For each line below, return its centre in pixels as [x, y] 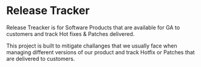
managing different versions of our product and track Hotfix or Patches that [101, 52]
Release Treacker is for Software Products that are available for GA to [93, 27]
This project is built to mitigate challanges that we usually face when [92, 46]
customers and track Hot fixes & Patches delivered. [70, 33]
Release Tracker [48, 11]
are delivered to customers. [41, 58]
